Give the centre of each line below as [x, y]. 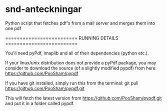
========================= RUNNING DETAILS [62, 38]
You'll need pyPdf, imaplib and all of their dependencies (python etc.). [77, 53]
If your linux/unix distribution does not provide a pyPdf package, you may [81, 62]
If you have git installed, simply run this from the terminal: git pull [72, 83]
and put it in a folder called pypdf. [40, 103]
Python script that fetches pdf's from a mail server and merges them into [80, 23]
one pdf [13, 28]
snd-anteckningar [43, 9]
